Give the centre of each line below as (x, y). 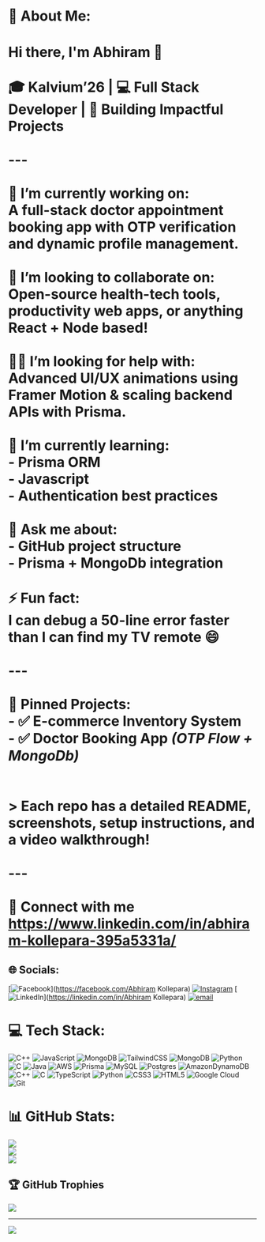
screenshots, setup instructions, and (131, 823)
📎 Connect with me (71, 907)
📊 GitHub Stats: (62, 1117)
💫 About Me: (50, 16)
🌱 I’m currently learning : (89, 445)
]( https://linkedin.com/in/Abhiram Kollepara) (115, 997)
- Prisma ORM (54, 462)
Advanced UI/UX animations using (123, 378)
